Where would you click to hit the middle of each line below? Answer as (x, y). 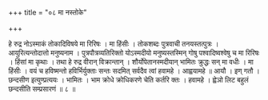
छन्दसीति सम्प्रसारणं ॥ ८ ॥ (42, 89)
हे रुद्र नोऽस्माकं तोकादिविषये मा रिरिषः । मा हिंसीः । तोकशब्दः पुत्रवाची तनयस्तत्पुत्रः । (114, 44)
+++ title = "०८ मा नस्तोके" (48, 12)
